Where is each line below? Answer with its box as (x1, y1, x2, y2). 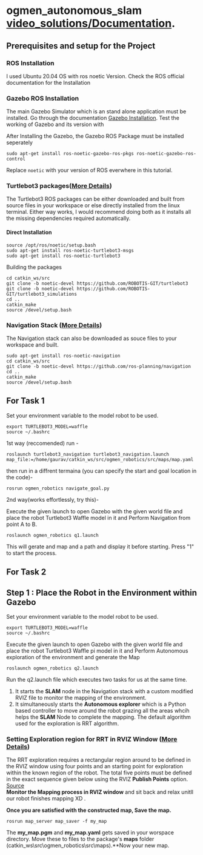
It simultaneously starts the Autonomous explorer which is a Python (15, 700, 187, 708)
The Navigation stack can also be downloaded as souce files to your (6, 334, 177, 342)
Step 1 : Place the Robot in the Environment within (6, 587, 198, 597)
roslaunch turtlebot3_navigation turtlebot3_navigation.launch (6, 451, 170, 457)
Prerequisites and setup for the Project (6, 41, 156, 51)
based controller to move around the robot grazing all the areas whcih (15, 707, 190, 714)
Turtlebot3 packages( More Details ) (6, 182, 112, 190)
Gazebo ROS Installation (6, 94, 79, 102)
